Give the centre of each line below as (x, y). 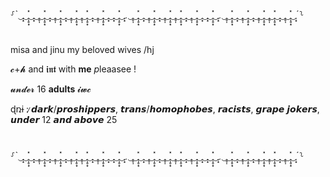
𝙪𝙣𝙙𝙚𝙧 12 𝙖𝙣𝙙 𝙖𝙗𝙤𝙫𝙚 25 (64, 120)
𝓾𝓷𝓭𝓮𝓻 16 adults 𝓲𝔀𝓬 (51, 89)
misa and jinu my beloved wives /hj (82, 50)
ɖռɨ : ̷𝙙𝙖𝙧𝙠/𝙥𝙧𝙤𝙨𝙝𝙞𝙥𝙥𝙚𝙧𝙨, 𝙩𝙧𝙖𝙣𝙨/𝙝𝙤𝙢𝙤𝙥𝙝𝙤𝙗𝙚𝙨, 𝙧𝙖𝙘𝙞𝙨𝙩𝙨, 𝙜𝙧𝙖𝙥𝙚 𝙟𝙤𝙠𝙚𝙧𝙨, (165, 109)
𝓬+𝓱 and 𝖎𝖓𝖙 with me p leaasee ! (73, 69)
